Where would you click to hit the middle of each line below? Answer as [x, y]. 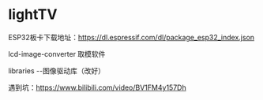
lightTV [33, 15]
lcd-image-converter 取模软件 [57, 54]
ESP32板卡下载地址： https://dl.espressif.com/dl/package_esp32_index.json [131, 37]
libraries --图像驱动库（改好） [56, 70]
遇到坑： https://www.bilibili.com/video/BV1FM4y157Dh [98, 87]
